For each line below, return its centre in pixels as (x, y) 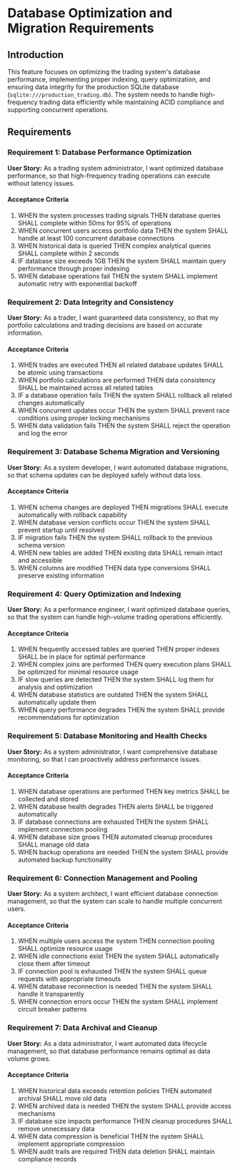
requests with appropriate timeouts (69, 979)
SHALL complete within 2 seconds (68, 253)
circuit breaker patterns (52, 1009)
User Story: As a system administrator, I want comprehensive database (112, 752)
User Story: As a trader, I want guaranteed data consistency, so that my (113, 318)
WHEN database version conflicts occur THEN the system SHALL (114, 522)
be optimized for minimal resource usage (78, 672)
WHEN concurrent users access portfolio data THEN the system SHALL (123, 231)
